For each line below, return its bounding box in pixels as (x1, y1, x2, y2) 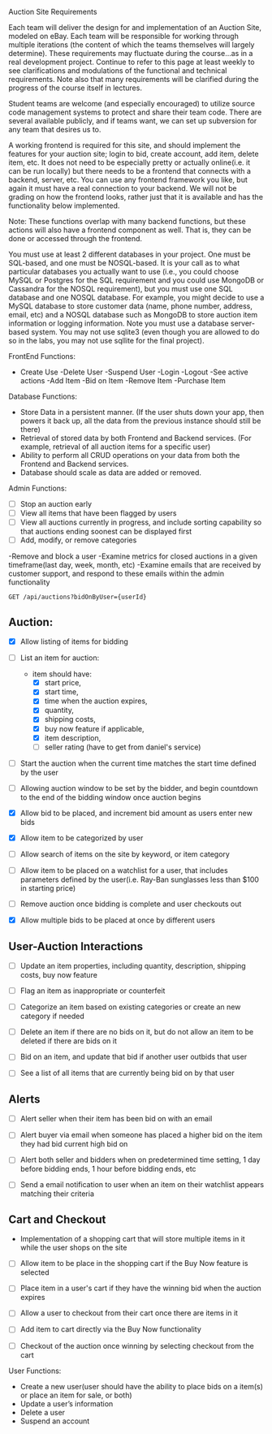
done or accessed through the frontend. (8, 234, 143, 243)
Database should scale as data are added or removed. (19, 468, 201, 477)
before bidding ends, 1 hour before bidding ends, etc (19, 1164, 196, 1174)
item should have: (32, 669, 92, 679)
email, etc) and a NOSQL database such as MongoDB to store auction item (8, 310, 258, 319)
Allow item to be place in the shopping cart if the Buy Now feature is (19, 1259, 248, 1268)
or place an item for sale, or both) (19, 1390, 132, 1400)
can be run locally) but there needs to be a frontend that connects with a (8, 166, 252, 175)
